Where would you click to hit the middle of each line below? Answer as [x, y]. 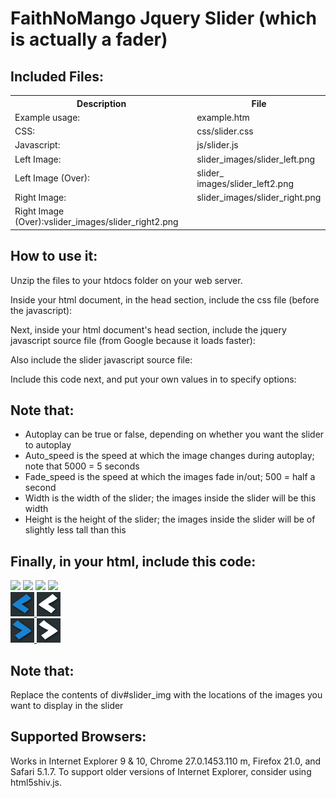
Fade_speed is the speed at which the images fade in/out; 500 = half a [170, 477]
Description [101, 103]
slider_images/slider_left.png [256, 159]
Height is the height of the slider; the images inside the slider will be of [170, 519]
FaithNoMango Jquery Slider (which [163, 18]
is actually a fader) [89, 39]
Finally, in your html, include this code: [133, 561]
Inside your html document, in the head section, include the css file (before [165, 299]
